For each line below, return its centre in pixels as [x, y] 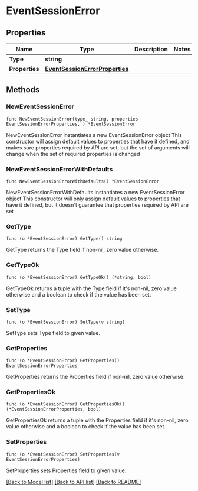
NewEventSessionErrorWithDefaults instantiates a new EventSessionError [95, 192]
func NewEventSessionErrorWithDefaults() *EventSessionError [83, 181]
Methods [23, 90]
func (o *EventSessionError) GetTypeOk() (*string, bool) [79, 277]
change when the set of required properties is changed [73, 154]
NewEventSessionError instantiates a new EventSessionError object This [94, 135]
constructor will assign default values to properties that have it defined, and [98, 141]
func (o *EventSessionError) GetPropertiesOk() [66, 404]
